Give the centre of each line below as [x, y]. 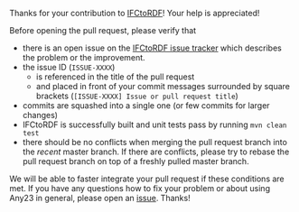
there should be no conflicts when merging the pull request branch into [154, 142]
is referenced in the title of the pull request [115, 77]
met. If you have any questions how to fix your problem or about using [140, 188]
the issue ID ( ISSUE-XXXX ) [69, 67]
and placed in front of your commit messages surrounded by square [163, 86]
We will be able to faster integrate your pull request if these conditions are [147, 179]
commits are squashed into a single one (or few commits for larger [146, 106]
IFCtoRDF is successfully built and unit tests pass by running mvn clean [154, 124]
